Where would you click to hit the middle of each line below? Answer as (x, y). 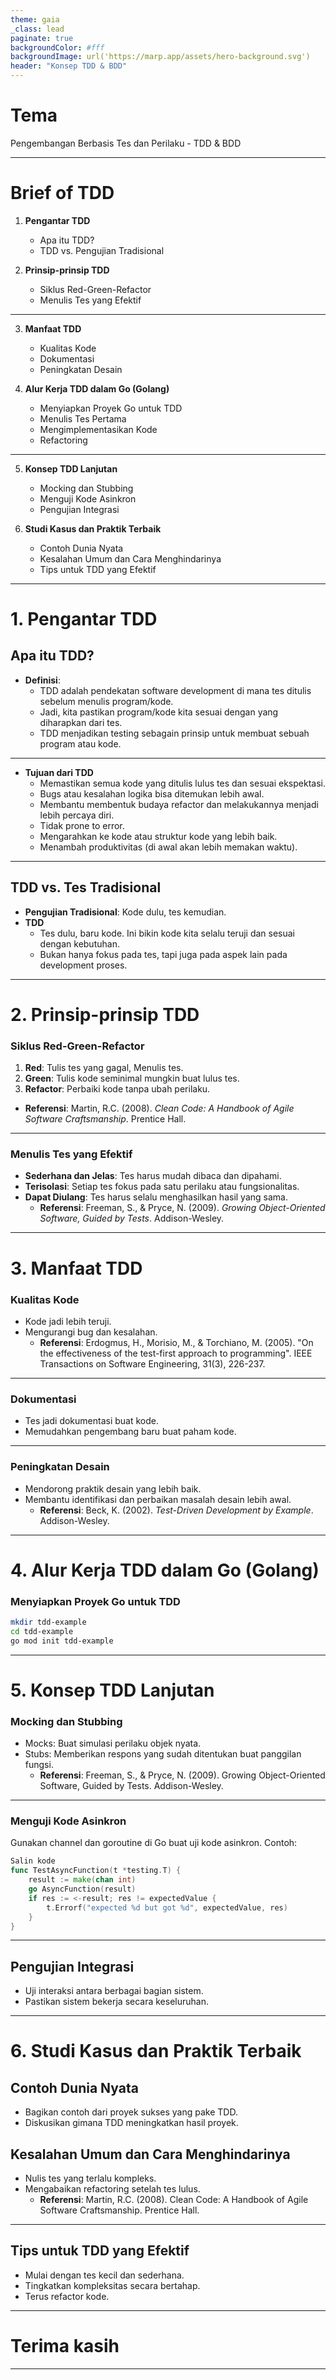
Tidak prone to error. (82, 825)
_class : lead (37, 29)
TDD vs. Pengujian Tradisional (102, 250)
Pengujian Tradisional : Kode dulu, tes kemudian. (125, 912)
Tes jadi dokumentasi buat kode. (91, 1421)
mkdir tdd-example (48, 1622)
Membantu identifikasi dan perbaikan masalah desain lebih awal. (158, 1499)
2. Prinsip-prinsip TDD (105, 1014)
